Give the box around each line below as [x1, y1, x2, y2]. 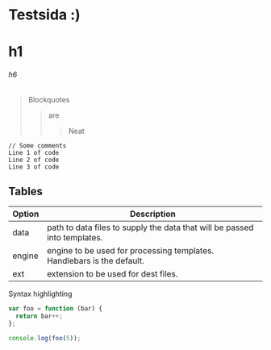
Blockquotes [27, 94, 70, 104]
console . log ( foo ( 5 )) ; [8, 335, 81, 343]
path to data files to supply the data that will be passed [47, 222, 254, 233]
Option [12, 208, 40, 219]
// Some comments [8, 141, 67, 150]
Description [129, 208, 176, 219]
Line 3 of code [8, 163, 60, 171]
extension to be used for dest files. [47, 269, 178, 280]
